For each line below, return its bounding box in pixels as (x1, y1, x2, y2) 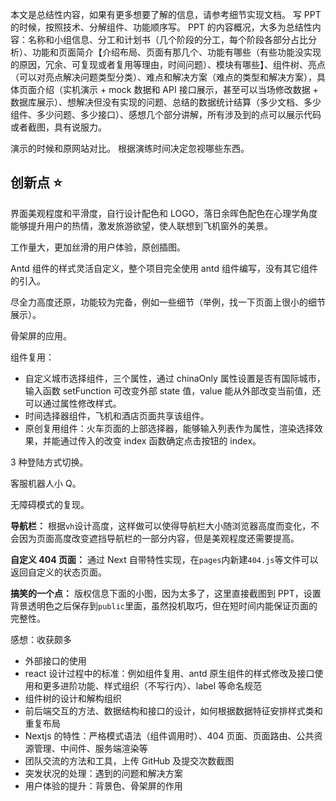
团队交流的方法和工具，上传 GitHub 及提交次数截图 (24, 754, 235, 767)
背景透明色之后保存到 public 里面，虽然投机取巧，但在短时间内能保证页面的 (10, 599, 318, 612)
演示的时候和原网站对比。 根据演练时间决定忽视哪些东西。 (10, 143, 250, 154)
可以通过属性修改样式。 (24, 397, 122, 409)
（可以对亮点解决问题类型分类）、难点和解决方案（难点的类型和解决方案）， (10, 71, 317, 83)
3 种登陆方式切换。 (10, 456, 89, 468)
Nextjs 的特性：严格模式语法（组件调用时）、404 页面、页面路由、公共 (24, 729, 315, 742)
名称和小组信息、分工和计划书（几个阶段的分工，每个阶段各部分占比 (27, 34, 308, 45)
